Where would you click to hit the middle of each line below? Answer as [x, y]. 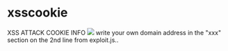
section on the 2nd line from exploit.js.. [63, 40]
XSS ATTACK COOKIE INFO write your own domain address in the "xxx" [114, 32]
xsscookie [38, 13]
